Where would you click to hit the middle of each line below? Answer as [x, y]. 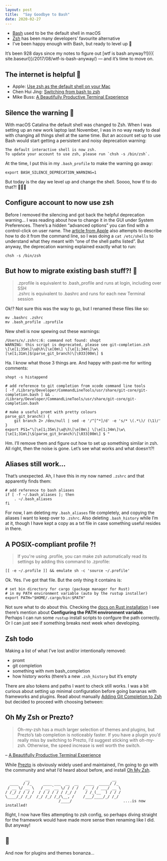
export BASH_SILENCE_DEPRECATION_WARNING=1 [51, 172]
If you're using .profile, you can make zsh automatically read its [82, 556]
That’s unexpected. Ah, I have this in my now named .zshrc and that [75, 476]
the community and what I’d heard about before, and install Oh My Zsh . [78, 770]
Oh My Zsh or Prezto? [39, 718]
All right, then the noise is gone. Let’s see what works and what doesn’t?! [80, 448]
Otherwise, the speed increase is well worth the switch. [84, 745]
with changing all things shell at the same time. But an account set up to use [83, 135]
